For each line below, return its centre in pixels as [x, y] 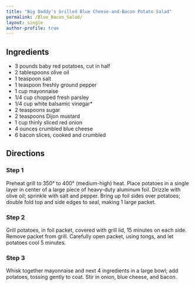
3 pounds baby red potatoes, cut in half [62, 66]
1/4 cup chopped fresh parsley [52, 97]
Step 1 [15, 170]
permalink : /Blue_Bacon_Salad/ [44, 17]
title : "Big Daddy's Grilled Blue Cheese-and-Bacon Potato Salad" [89, 11]
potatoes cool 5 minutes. [36, 243]
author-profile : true [33, 28]
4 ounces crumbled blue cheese [54, 129]
